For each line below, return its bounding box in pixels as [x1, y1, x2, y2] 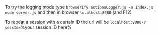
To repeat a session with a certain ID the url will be [5, 19, 109, 25]
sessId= [5, 25, 21, 30]
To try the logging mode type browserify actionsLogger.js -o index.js [5, 4, 154, 10]
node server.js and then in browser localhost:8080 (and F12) [5, 9, 132, 15]
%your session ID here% [20, 24, 72, 30]
